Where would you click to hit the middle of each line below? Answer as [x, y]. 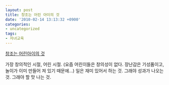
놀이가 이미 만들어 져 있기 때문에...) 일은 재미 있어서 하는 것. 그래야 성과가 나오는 [84, 70]
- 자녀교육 [15, 39]
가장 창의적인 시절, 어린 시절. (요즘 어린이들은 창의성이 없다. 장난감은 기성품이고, [85, 64]
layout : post [19, 10]
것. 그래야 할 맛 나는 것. [28, 77]
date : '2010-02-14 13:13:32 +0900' [43, 19]
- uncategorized [22, 29]
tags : [11, 34]
